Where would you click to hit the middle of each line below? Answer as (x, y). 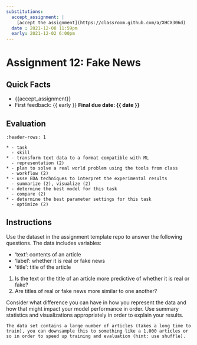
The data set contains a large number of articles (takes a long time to (99, 326)
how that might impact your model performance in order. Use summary (92, 308)
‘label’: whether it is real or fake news (60, 261)
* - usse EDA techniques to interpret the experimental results (87, 178)
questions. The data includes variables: (54, 243)
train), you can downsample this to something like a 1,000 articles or (97, 331)
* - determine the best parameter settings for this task (79, 199)
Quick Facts (29, 84)
